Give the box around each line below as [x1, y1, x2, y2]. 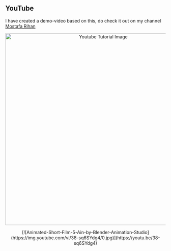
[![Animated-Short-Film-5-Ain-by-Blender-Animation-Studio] [22, 229, 149, 235]
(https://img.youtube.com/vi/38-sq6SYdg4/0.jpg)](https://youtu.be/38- [11, 235, 160, 241]
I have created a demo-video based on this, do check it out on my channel [5, 17, 161, 24]
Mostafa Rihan [5, 23, 36, 29]
